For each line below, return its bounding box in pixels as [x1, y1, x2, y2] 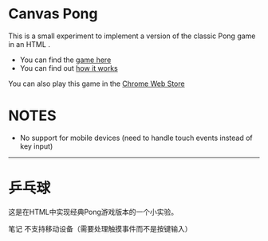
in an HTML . [8, 39, 50, 49]
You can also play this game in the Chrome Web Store [8, 79, 185, 88]
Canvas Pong [8, 5, 98, 23]
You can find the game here [19, 55, 112, 64]
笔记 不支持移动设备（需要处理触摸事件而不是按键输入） [8, 224, 192, 233]
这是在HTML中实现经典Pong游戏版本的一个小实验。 [8, 207, 179, 216]
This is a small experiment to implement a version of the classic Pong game [8, 31, 256, 41]
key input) [19, 141, 53, 151]
